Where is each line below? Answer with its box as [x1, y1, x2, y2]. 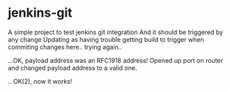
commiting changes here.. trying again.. [8, 43, 123, 51]
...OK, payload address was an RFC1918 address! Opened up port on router [8, 56, 224, 64]
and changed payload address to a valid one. [8, 63, 138, 72]
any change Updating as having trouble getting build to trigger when [8, 35, 204, 43]
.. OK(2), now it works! [8, 77, 72, 85]
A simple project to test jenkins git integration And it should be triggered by [8, 28, 224, 36]
